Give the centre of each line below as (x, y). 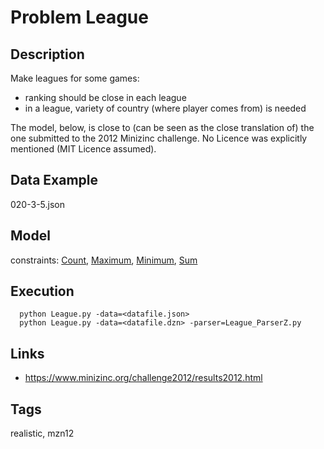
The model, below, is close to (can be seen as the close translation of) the (162, 127)
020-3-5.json (37, 204)
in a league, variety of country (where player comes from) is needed (165, 108)
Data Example (54, 180)
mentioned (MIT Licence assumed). (83, 149)
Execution (42, 291)
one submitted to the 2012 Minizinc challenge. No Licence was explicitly (159, 138)
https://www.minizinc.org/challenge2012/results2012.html (143, 378)
